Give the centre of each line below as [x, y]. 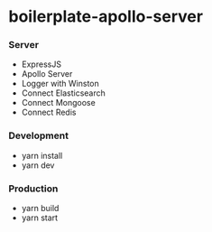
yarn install [42, 155]
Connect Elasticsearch [63, 93]
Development [39, 135]
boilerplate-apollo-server [106, 17]
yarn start [40, 218]
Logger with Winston [60, 84]
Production [33, 189]
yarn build [40, 209]
